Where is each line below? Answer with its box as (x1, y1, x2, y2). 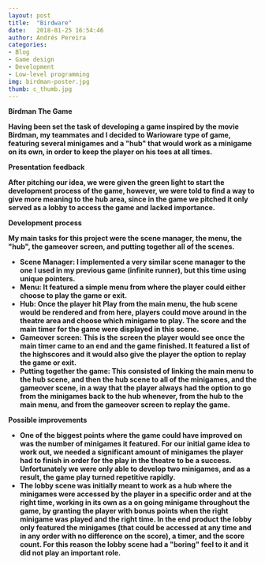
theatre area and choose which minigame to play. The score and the (19, 316, 247, 326)
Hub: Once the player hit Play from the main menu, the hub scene (19, 299, 238, 309)
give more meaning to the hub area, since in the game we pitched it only (8, 194, 248, 204)
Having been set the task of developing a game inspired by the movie (8, 122, 239, 131)
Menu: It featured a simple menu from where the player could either (19, 282, 246, 292)
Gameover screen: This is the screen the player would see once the (19, 333, 245, 342)
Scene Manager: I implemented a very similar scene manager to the (19, 258, 246, 267)
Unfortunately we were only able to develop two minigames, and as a (19, 464, 251, 474)
